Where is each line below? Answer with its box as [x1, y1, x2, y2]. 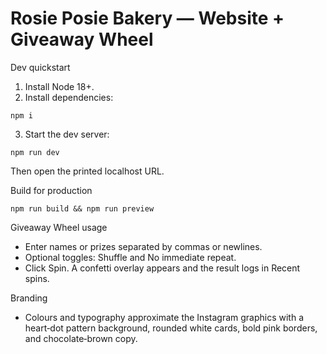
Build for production [10, 184, 93, 196]
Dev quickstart [10, 61, 71, 73]
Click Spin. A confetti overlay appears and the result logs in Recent [24, 262, 301, 274]
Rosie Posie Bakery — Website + [10, 7, 285, 30]
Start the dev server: [24, 128, 110, 140]
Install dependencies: [24, 91, 114, 103]
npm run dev [10, 147, 60, 157]
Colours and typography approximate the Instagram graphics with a [24, 311, 305, 323]
